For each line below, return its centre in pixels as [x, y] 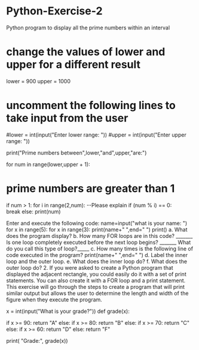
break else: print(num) [33, 212]
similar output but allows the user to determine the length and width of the [97, 293]
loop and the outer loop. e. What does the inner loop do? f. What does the [97, 261]
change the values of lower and [86, 52]
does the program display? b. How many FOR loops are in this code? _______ [99, 236]
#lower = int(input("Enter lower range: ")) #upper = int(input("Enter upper [96, 135]
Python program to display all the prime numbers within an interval [88, 28]
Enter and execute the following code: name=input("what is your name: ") [97, 223]
